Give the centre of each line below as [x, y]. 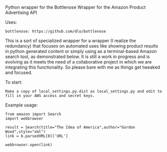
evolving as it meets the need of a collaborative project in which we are [78, 62]
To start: [14, 82]
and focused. [19, 72]
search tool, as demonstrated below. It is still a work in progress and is [77, 56]
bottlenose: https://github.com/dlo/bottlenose [56, 31]
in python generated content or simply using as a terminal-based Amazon [81, 51]
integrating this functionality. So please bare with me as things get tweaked [83, 67]
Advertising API [21, 12]
